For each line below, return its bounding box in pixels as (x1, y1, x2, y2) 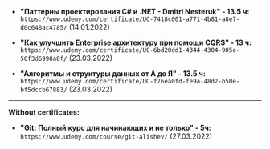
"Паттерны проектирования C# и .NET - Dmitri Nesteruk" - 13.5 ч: (19, 7, 250, 16)
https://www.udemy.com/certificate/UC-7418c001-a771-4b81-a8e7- (19, 15, 240, 23)
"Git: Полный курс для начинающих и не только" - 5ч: (19, 123, 211, 132)
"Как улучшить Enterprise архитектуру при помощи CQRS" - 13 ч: (19, 38, 252, 47)
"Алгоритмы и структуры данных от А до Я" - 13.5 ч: (19, 69, 207, 79)
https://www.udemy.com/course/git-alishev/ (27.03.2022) (19, 131, 213, 141)
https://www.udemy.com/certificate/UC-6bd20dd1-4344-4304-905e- (19, 46, 240, 54)
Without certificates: (8, 107, 80, 117)
